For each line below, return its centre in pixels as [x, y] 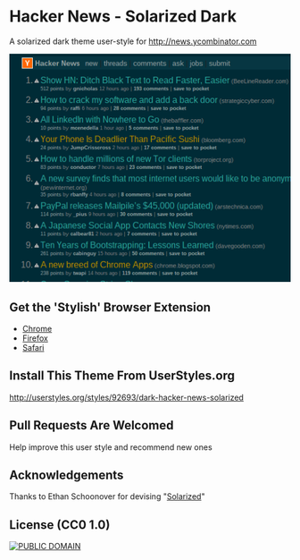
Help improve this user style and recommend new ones [111, 447]
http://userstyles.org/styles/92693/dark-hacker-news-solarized [126, 397]
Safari [33, 348]
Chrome [37, 329]
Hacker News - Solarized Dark [123, 17]
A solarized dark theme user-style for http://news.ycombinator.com [133, 41]
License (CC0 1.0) [60, 525]
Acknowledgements [67, 475]
